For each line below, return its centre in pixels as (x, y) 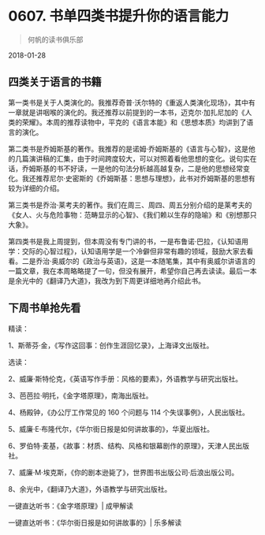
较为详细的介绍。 (36, 188)
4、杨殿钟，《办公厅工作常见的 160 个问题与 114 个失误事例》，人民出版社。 (129, 412)
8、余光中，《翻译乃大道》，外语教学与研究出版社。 (90, 489)
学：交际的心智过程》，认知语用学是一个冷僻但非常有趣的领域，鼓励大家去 (127, 251)
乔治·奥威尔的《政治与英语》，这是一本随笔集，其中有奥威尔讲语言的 (146, 261)
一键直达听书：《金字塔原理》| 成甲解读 (71, 506)
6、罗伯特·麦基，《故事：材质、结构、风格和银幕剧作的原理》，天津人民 (122, 445)
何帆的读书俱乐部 (55, 39)
